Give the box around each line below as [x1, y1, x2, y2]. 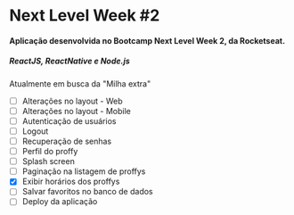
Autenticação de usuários [21, 115, 117, 126]
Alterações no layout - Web [21, 95, 123, 106]
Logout [21, 126, 49, 136]
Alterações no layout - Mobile [21, 105, 132, 116]
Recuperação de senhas [21, 136, 112, 146]
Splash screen [21, 156, 76, 167]
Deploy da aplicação [21, 196, 98, 207]
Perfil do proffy [21, 146, 78, 157]
